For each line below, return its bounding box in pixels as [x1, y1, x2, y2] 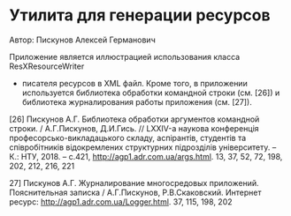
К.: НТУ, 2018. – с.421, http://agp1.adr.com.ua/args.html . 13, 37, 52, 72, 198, [9, 151, 283, 161]
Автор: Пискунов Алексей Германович [9, 34, 157, 45]
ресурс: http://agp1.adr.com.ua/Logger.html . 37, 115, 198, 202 [9, 196, 233, 207]
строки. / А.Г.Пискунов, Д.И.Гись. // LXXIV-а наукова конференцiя [9, 123, 259, 133]
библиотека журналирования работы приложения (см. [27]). [21, 96, 252, 107]
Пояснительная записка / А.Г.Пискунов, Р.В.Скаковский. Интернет [9, 187, 263, 197]
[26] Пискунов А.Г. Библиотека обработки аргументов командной [9, 114, 260, 124]
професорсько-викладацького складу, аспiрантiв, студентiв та [9, 132, 247, 143]
